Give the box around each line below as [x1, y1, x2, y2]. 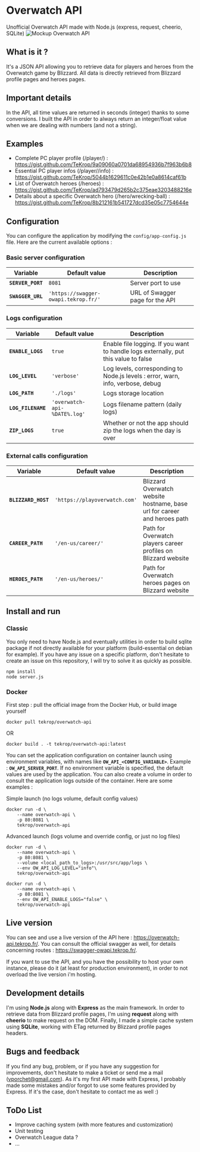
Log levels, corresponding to [103, 364, 183, 372]
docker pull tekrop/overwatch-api [6, 719, 92, 725]
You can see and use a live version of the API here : [6, 933, 133, 941]
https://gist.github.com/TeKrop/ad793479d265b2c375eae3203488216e [14, 186, 192, 194]
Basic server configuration [6, 253, 85, 262]
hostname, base [142, 500, 188, 508]
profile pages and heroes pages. [6, 75, 86, 82]
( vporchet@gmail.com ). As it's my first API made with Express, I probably [6, 1075, 186, 1082]
